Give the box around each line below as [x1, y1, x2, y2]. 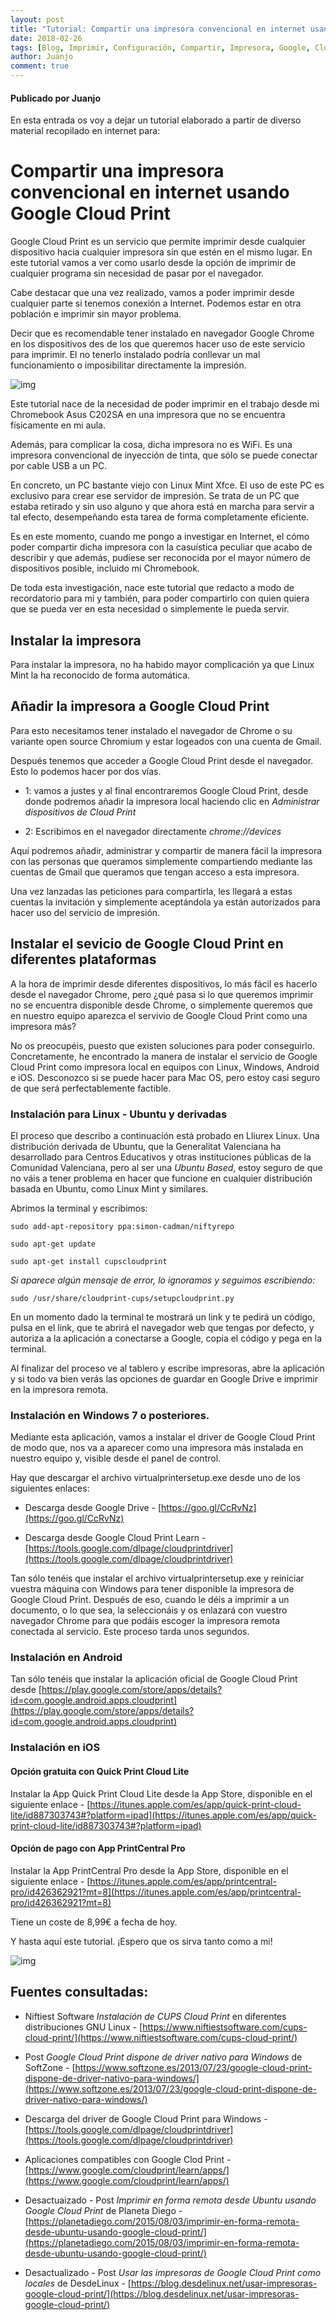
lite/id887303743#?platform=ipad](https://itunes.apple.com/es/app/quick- [10, 1809, 317, 1821]
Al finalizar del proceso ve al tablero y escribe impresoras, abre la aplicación [10, 1362, 325, 1374]
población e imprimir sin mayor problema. [10, 308, 182, 320]
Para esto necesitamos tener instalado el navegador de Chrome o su [10, 724, 293, 736]
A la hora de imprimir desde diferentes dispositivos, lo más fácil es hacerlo [10, 977, 318, 990]
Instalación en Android [10, 1651, 123, 1665]
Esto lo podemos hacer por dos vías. [10, 765, 162, 777]
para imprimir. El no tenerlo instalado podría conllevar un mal [10, 349, 261, 361]
